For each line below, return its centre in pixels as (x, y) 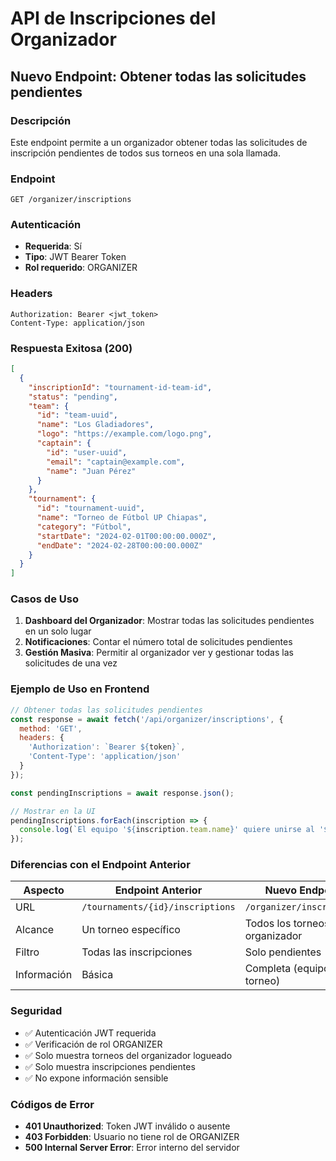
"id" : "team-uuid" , (77, 415)
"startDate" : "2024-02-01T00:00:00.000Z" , (126, 536)
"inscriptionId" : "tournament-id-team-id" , (120, 387)
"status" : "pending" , (73, 397)
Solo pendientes (283, 952)
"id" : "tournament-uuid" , (90, 508)
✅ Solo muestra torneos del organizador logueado (128, 1055)
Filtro (27, 952)
